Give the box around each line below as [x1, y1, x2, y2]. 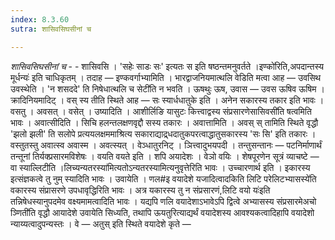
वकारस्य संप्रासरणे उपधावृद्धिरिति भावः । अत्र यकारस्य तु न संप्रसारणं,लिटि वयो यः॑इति [10, 184, 271, 196]
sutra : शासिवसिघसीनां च [10, 24, 92, 34]
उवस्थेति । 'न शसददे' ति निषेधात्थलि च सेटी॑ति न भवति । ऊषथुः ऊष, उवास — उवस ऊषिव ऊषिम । [10, 82, 325, 95]
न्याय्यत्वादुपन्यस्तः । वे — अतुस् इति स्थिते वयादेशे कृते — [10, 217, 192, 230]
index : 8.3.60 [10, 14, 70, 25]
